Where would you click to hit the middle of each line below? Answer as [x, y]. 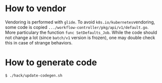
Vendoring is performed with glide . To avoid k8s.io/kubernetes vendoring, [80, 22]
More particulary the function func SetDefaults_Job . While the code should [81, 32]
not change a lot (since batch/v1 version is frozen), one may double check [80, 38]
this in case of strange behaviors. [39, 42]
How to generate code [51, 63]
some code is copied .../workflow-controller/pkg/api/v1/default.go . [77, 27]
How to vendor [36, 9]
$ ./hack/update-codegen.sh [34, 75]
